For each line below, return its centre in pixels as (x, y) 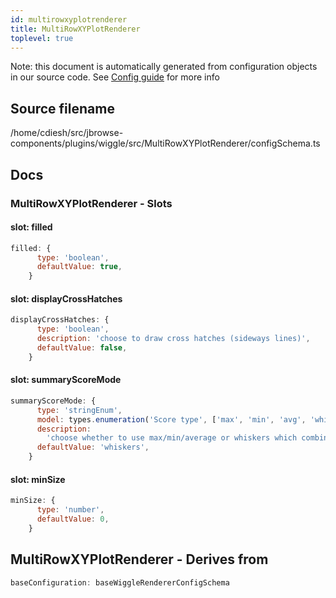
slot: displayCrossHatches (66, 298)
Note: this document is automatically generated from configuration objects (164, 67)
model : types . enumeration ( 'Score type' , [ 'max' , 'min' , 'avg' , (171, 419)
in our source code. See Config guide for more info (115, 77)
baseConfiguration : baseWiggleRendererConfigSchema (120, 582)
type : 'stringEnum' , (79, 410)
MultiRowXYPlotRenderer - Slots (91, 203)
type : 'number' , (70, 510)
